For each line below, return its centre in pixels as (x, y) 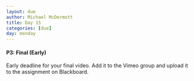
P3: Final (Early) (26, 52)
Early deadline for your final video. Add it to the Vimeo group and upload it (97, 66)
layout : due (21, 12)
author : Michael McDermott (40, 17)
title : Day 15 (24, 22)
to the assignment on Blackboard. (48, 72)
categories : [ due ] (29, 28)
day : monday (21, 34)
